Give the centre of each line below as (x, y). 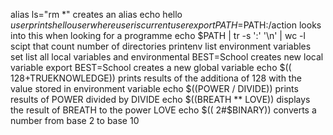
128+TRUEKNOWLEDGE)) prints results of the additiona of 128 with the (156, 78)
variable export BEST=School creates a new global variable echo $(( (151, 67)
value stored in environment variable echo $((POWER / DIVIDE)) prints (154, 88)
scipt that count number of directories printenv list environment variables (161, 46)
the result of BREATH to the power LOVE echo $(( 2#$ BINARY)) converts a (163, 110)
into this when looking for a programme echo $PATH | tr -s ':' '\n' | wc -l (158, 35)
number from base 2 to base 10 (75, 120)
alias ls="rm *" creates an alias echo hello (96, 14)
